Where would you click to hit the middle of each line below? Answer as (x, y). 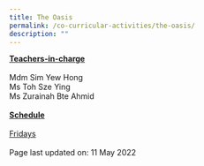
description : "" (39, 34)
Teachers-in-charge (47, 59)
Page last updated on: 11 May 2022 (73, 153)
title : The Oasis (41, 17)
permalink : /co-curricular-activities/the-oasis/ (102, 26)
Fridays (23, 134)
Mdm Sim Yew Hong (46, 78)
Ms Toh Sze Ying (40, 87)
